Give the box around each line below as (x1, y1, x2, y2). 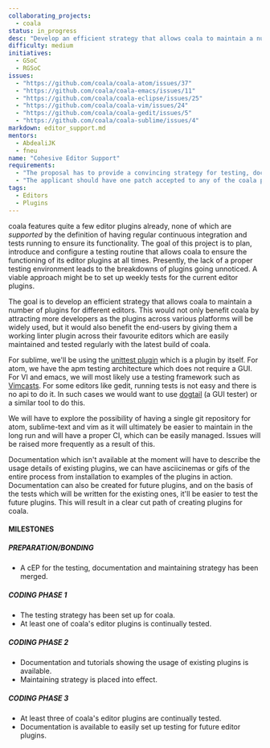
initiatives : (8, 49, 52, 57)
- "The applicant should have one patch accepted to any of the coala (15, 176, 257, 185)
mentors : (8, 131, 38, 139)
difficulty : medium (8, 42, 74, 50)
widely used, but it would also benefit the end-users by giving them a (8, 322, 238, 332)
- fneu (15, 147, 38, 155)
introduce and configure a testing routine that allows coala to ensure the (8, 246, 247, 256)
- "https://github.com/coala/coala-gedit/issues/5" (15, 110, 193, 118)
